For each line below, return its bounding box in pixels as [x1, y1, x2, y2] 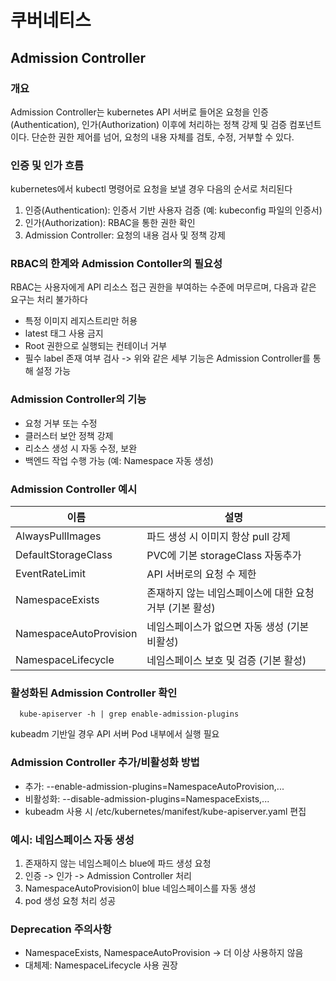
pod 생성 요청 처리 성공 [24, 894, 117, 906]
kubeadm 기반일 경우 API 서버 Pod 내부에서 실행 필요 [10, 728, 220, 740]
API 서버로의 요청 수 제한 [146, 567, 257, 581]
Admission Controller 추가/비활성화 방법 [10, 756, 200, 770]
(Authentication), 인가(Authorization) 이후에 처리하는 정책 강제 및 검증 [10, 118, 288, 130]
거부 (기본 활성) [146, 601, 216, 615]
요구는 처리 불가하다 [10, 294, 88, 306]
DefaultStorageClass [15, 548, 113, 562]
